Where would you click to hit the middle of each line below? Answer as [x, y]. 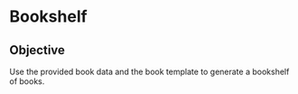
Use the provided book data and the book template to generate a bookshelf [149, 71]
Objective [37, 50]
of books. [27, 81]
